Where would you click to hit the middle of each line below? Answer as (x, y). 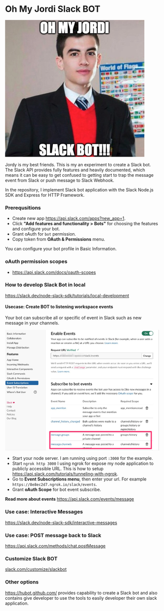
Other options (22, 582)
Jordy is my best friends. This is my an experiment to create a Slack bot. (78, 164)
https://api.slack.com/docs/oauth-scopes (54, 272)
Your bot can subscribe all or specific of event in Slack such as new (73, 318)
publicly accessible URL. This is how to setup (58, 469)
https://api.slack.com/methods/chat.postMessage (56, 546)
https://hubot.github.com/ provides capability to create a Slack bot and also (81, 593)
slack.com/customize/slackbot (36, 569)
